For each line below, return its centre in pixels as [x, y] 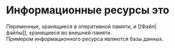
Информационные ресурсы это [88, 10]
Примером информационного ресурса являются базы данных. [85, 39]
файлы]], [17, 32]
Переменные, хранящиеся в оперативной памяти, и [71, 26]
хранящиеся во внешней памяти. [71, 32]
